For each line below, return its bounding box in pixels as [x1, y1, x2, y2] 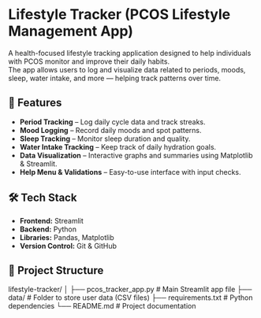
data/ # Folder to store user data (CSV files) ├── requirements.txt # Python [8, 293, 253, 302]
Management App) [8, 22, 134, 40]
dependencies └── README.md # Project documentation [8, 301, 196, 311]
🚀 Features [8, 96, 62, 109]
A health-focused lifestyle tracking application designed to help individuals [8, 48, 252, 57]
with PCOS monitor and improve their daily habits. [8, 57, 170, 66]
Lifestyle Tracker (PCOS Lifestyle [8, 6, 231, 24]
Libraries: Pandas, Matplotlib [19, 232, 114, 242]
